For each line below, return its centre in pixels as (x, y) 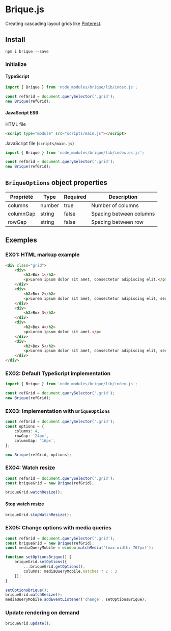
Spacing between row (118, 222)
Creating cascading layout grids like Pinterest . (53, 24)
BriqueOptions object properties (56, 182)
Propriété (22, 197)
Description (123, 197)
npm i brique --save (27, 51)
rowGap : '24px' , (32, 436)
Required (75, 197)
